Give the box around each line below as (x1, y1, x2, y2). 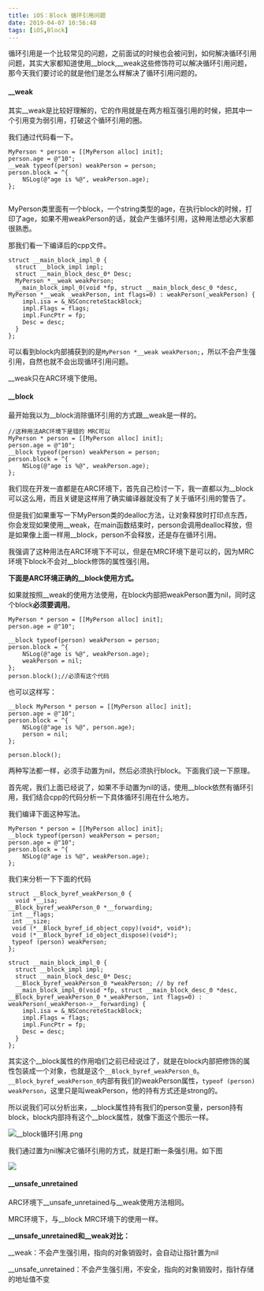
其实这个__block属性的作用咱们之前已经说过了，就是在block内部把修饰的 (8, 1056, 244, 1066)
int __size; (11, 917, 51, 926)
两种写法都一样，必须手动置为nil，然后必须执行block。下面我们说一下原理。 (8, 766, 255, 775)
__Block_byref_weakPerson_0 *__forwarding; (8, 903, 154, 911)
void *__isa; (15, 896, 58, 904)
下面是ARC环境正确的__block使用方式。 (8, 573, 138, 583)
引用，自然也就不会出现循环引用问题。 (8, 356, 132, 366)
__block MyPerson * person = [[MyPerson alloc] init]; (8, 703, 192, 710)
